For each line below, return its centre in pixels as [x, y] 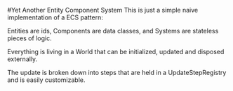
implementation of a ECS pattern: [55, 17]
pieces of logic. [29, 38]
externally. [22, 59]
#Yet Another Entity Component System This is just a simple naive [103, 10]
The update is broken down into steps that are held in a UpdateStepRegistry [117, 73]
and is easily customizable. [46, 80]
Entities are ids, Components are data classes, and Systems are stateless [113, 31]
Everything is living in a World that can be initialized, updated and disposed [116, 52]
